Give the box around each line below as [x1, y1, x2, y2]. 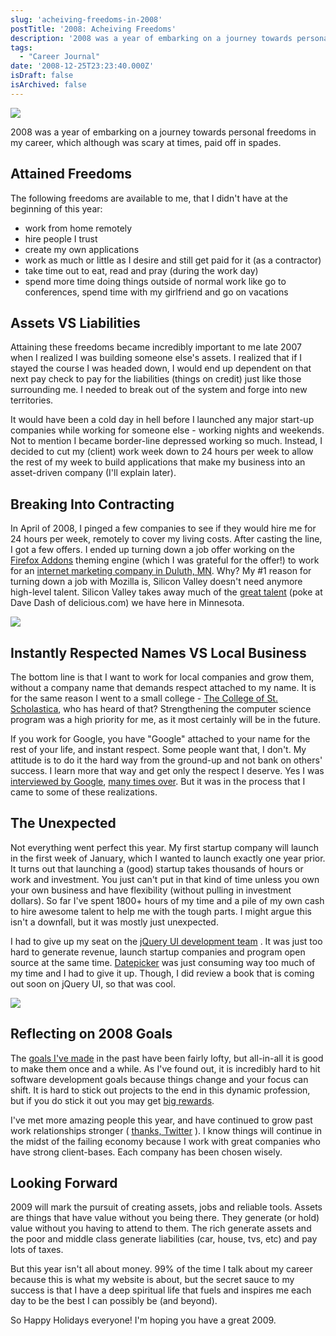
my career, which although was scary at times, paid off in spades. [10, 136, 282, 148]
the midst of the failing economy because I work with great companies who [10, 1135, 321, 1147]
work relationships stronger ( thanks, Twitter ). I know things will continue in [10, 1124, 323, 1136]
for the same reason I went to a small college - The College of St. [10, 692, 278, 704]
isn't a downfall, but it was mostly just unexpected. [10, 916, 219, 928]
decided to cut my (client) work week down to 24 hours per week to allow [10, 446, 314, 458]
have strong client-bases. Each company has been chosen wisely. [10, 1146, 283, 1158]
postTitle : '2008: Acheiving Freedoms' [10, 24, 177, 34]
